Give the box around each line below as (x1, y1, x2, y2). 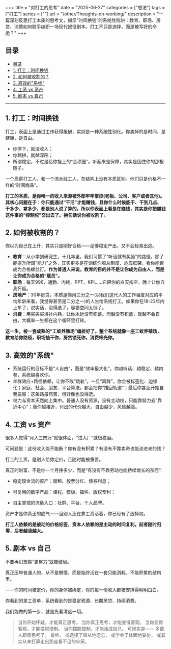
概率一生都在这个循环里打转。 (26, 317, 89, 323)
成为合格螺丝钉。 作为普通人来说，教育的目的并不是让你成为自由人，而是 (12, 266, 164, 272)
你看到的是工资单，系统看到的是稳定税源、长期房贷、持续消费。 (5, 597, 139, 604)
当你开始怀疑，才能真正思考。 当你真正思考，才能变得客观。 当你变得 (17, 619, 163, 625)
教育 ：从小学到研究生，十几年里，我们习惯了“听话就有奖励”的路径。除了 (12, 254, 164, 260)
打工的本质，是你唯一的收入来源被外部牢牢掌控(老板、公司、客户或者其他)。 (5, 193, 165, 199)
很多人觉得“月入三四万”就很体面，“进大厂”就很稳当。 (5, 435, 116, 441)
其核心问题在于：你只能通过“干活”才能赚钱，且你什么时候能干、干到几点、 (5, 199, 162, 205)
